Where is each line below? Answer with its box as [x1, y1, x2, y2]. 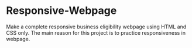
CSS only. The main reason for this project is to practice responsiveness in [6, 29, 186, 36]
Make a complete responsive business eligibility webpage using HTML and [6, 23, 187, 30]
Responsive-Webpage [6, 4, 117, 17]
